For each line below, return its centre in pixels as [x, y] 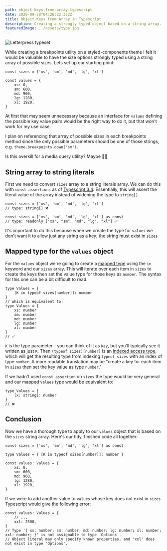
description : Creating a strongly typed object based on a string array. [83, 24]
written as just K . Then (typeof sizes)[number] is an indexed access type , [81, 351]
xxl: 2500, [25, 522]
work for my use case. [28, 127]
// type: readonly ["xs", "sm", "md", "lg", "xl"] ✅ [62, 221]
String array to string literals [50, 172]
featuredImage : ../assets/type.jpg [42, 28]
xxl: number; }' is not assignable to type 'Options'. [63, 535]
